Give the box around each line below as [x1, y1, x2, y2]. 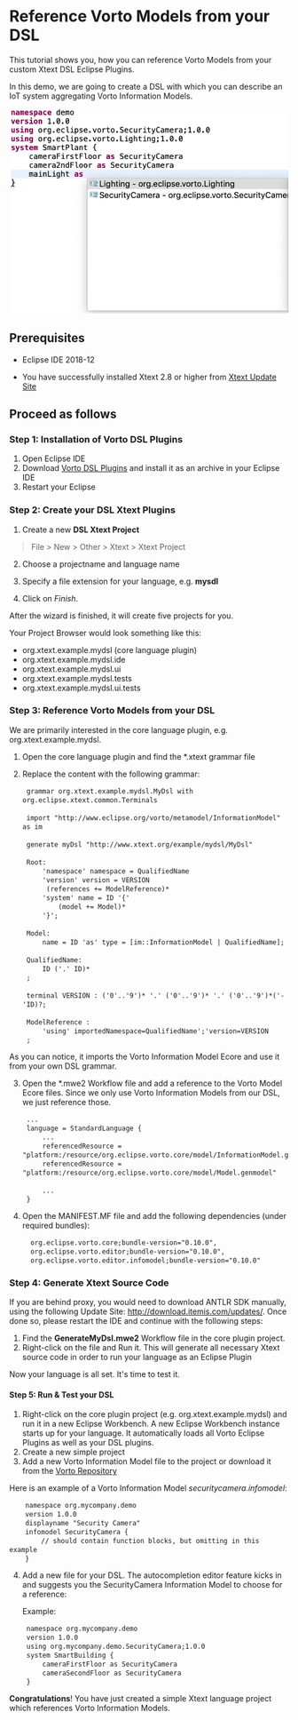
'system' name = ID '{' [42, 893, 130, 903]
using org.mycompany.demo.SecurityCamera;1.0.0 [26, 1642, 206, 1652]
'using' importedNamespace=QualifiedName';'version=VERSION [42, 1026, 269, 1036]
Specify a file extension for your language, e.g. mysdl [21, 576, 219, 586]
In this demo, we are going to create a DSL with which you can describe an [9, 81, 283, 92]
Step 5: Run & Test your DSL [9, 1389, 114, 1400]
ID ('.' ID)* [42, 964, 90, 974]
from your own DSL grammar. [9, 1060, 117, 1071]
